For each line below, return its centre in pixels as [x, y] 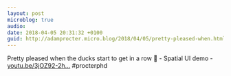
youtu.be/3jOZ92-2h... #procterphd [57, 66]
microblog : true [30, 20]
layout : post [26, 13]
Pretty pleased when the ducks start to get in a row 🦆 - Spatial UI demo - [110, 58]
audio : [16, 26]
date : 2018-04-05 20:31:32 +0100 [55, 33]
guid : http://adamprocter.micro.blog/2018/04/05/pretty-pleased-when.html [117, 39]
